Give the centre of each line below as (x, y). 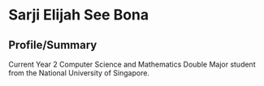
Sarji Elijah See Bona (79, 15)
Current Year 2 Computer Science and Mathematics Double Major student (132, 64)
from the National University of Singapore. (79, 73)
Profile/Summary (53, 45)
